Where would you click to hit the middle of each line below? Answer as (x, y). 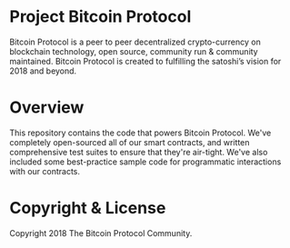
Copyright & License (88, 208)
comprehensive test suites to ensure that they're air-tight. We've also (139, 152)
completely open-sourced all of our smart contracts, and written (130, 142)
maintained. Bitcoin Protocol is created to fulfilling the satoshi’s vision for (145, 61)
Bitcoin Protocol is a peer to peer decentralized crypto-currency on (135, 42)
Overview (47, 108)
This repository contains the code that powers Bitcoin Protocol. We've (140, 133)
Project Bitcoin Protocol (100, 17)
